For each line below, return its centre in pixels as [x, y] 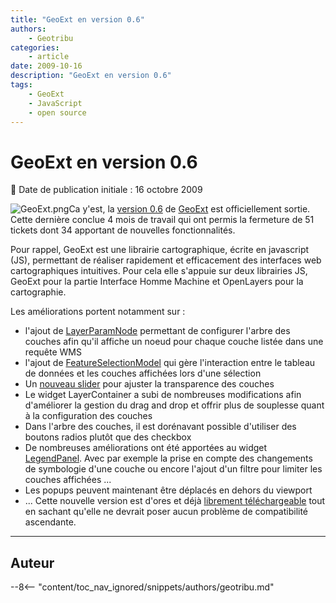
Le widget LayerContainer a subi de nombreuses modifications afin [163, 395]
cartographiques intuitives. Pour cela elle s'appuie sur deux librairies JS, [159, 271]
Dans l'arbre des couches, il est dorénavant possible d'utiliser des [160, 427]
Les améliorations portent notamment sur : [98, 312]
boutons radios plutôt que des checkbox [108, 437]
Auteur [32, 562]
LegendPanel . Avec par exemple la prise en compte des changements [168, 458]
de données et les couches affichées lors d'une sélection [143, 373]
